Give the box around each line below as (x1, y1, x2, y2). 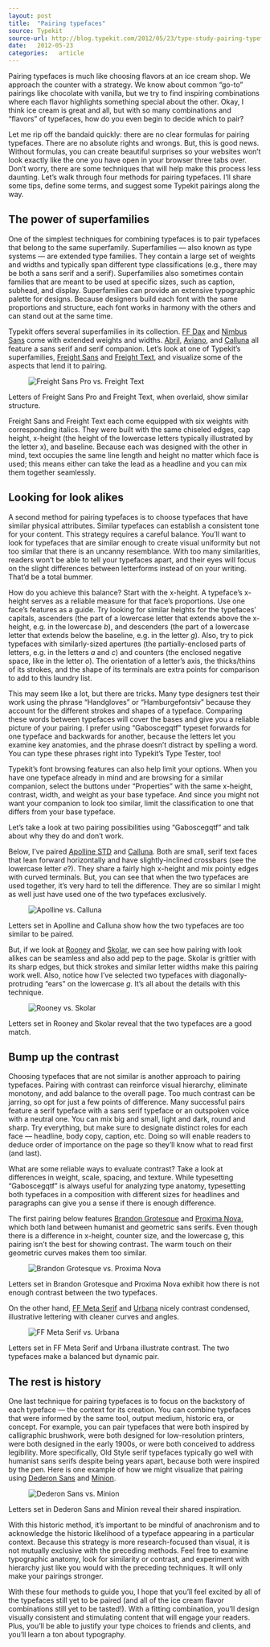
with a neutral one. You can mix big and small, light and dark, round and (8, 1114, 246, 1124)
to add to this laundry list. (8, 673, 92, 682)
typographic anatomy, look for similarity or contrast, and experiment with (8, 1554, 250, 1564)
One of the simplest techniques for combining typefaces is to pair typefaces (8, 234, 261, 244)
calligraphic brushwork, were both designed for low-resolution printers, (8, 1431, 245, 1440)
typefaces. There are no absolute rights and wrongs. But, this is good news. (8, 138, 260, 147)
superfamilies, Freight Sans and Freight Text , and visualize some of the (8, 352, 243, 362)
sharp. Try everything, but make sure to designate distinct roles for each (8, 1123, 247, 1133)
